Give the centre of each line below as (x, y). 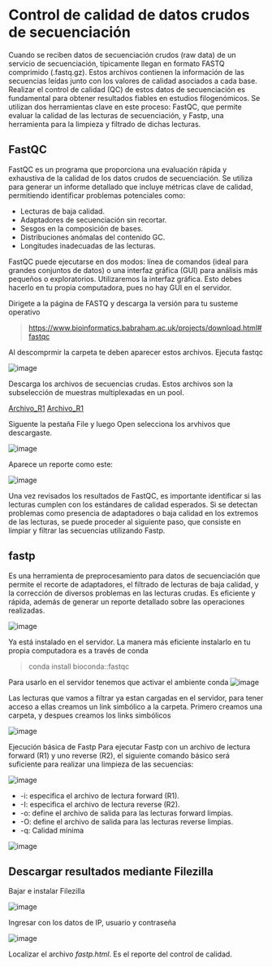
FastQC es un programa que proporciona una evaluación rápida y (118, 169)
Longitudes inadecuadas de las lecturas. (88, 245)
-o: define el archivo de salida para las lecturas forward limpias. (127, 813)
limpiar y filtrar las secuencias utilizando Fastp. (87, 530)
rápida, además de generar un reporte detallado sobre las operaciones (127, 601)
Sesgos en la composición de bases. (82, 228)
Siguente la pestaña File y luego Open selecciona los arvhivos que (119, 424)
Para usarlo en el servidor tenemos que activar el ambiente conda (119, 682)
